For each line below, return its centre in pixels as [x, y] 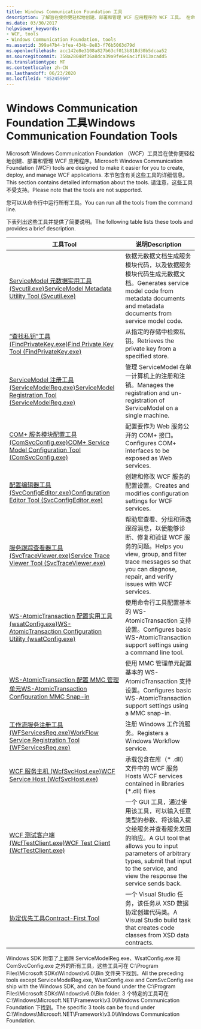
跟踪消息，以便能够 [152, 529]
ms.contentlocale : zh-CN [37, 67]
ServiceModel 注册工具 [42, 380]
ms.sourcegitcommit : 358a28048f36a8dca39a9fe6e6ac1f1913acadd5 [87, 56]
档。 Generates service [157, 283]
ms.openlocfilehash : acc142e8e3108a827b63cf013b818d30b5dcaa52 [87, 51]
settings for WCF [149, 501]
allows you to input [152, 846]
